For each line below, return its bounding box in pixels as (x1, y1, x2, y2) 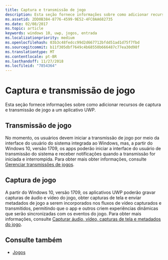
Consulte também (5, 236, 62, 244)
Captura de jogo (5, 176, 56, 185)
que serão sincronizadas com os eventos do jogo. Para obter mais (5, 210, 141, 216)
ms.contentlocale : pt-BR (5, 54, 57, 59)
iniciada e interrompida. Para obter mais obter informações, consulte (5, 156, 146, 162)
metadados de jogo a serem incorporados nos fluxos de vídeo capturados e (5, 200, 161, 206)
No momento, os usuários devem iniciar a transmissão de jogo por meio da (5, 135, 159, 141)
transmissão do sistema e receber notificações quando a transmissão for (5, 151, 156, 157)
